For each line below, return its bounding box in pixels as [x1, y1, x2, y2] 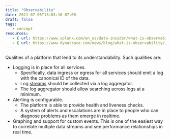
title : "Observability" [5, 7, 56, 13]
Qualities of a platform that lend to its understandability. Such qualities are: [5, 54, 162, 60]
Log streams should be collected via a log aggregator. [20, 80, 133, 86]
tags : [5, 21, 17, 27]
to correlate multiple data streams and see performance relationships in [12, 123, 163, 129]
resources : [5, 31, 28, 36]
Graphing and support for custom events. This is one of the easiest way [12, 118, 163, 124]
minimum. [20, 91, 41, 97]
